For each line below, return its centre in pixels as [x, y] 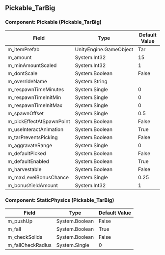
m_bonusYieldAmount [33, 185]
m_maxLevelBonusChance [38, 177]
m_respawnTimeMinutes [36, 89]
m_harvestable [25, 169]
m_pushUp [20, 221]
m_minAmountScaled [32, 65]
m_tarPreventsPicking [33, 137]
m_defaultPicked [27, 153]
